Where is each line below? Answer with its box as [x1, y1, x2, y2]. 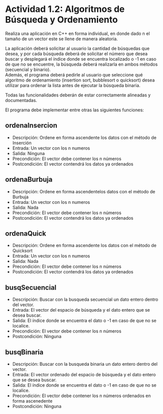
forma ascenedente [12, 398, 53, 404]
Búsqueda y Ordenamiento [5, 14, 118, 25]
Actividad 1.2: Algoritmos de [5, 3, 125, 15]
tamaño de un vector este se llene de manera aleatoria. [5, 36, 118, 42]
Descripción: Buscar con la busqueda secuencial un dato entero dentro [12, 297, 159, 303]
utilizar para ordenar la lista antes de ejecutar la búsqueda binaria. [5, 82, 141, 88]
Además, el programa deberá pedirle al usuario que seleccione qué [5, 72, 143, 78]
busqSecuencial [5, 283, 57, 292]
